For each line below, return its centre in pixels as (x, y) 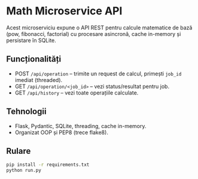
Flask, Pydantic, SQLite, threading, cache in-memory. (80, 126)
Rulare (19, 151)
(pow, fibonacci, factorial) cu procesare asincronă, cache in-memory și (94, 34)
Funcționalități (34, 59)
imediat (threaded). (39, 80)
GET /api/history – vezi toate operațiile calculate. (77, 92)
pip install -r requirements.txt (48, 165)
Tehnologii (26, 112)
